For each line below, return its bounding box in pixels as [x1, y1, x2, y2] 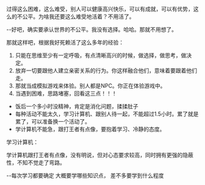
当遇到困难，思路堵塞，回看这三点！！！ [15, 90, 117, 97]
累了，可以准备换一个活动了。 [15, 118, 90, 125]
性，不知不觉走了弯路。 [6, 159, 65, 166]
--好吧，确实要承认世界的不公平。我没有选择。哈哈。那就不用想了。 [6, 26, 177, 33]
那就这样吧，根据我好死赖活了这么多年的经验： [6, 39, 124, 46]
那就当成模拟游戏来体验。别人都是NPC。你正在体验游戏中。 [15, 82, 166, 89]
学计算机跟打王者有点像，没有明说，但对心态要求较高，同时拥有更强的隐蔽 [6, 152, 193, 158]
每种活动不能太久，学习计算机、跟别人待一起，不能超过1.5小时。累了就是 [15, 110, 199, 117]
